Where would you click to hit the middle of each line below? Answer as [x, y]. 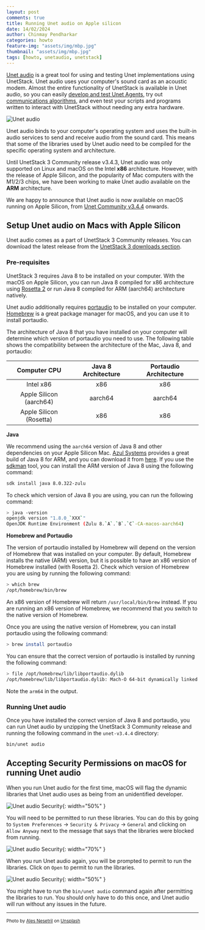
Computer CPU [39, 370]
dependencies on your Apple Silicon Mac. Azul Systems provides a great [98, 453]
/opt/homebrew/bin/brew [37, 590]
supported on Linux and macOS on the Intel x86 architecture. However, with [102, 168]
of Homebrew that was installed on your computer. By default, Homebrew [99, 554]
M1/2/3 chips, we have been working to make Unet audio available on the [98, 181]
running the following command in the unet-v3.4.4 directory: [83, 733]
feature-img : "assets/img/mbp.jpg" [52, 46]
